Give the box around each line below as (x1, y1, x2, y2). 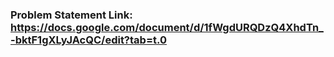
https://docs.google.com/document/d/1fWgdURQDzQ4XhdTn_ (10, 20, 324, 34)
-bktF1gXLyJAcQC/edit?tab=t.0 (10, 33, 168, 47)
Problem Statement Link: (10, 8, 133, 22)
